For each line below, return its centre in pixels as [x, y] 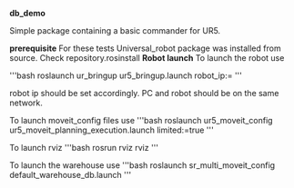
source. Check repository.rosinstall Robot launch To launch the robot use [147, 58]
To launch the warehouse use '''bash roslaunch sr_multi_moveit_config [142, 165]
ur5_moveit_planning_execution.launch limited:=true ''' [112, 130]
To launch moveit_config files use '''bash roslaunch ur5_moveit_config [141, 120]
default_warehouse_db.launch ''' [71, 175]
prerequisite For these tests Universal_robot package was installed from [145, 48]
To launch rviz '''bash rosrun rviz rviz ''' [84, 148]
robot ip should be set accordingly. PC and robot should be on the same [144, 93]
